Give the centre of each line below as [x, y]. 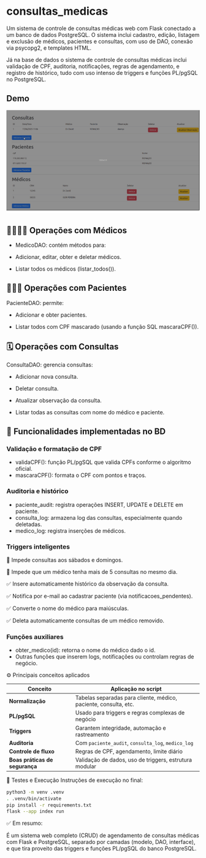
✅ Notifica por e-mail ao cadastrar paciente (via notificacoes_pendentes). [100, 596]
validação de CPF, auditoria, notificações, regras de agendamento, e [93, 66]
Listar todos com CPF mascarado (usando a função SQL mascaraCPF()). [107, 327]
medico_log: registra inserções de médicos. [71, 531]
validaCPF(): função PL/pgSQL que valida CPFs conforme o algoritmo [103, 462]
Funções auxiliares [35, 636]
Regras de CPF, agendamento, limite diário [129, 752]
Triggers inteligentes [38, 546]
